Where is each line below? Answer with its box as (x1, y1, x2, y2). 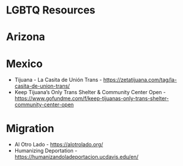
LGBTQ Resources (6, 4, 95, 17)
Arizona (6, 30, 46, 44)
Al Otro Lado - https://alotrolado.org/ (14, 141, 103, 148)
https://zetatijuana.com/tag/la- (103, 77, 177, 84)
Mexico (6, 57, 43, 70)
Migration (6, 122, 54, 135)
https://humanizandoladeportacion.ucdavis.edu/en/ (14, 153, 139, 161)
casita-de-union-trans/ (14, 82, 70, 89)
